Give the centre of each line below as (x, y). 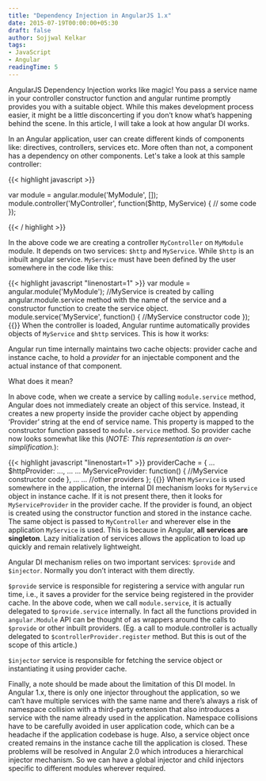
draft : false (30, 30)
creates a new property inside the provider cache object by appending (123, 413)
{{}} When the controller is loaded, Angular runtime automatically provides (129, 325)
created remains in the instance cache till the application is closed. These (128, 743)
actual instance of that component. (65, 366)
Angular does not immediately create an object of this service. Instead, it (127, 404)
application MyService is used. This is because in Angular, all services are (128, 530)
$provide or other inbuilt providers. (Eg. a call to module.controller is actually (133, 628)
